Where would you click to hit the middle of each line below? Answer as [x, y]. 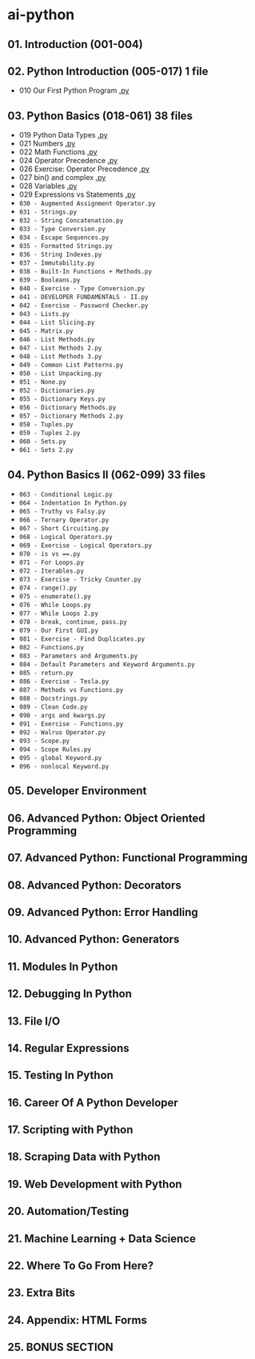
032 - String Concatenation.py [71, 221]
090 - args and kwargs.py [62, 716]
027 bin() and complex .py [62, 178]
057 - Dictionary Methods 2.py [71, 416]
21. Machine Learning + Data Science [102, 1239]
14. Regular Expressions [68, 1048]
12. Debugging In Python [70, 994]
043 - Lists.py [44, 314]
